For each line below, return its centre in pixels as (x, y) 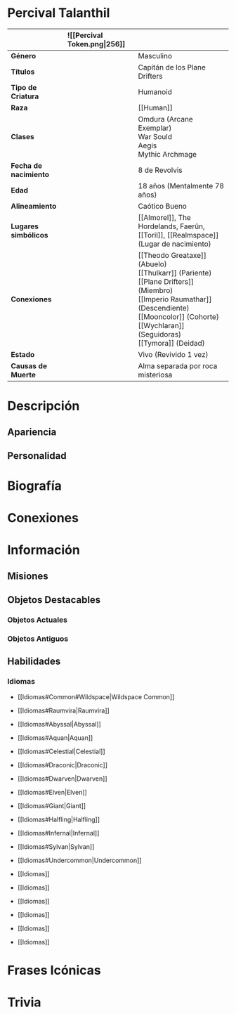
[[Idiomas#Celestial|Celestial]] (61, 751)
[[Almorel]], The (164, 217)
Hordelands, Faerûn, (171, 226)
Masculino (155, 56)
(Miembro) (156, 290)
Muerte (24, 375)
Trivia (24, 1002)
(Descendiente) (164, 308)
